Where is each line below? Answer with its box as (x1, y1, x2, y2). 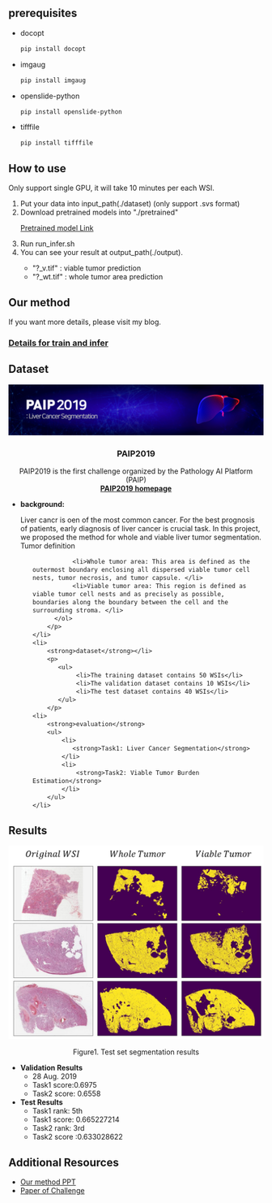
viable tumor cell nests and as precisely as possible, (32, 591, 225, 599)
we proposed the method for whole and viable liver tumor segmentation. (19, 532, 261, 543)
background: (19, 500, 65, 509)
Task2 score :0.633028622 (32, 1132, 123, 1142)
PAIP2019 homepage (100, 483, 172, 494)
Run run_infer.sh (19, 239, 75, 249)
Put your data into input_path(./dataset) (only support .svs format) (19, 199, 240, 209)
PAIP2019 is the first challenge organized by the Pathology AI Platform (19, 466, 253, 476)
